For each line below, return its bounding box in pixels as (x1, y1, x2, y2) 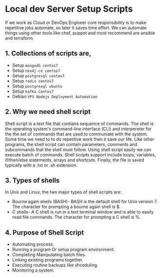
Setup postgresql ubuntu (12, 83, 63, 89)
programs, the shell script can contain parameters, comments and (5, 141, 138, 147)
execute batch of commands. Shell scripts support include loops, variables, (5, 151, 156, 157)
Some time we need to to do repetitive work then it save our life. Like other (5, 136, 155, 142)
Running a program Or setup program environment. (12, 247, 115, 253)
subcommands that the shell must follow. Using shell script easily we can (5, 147, 152, 152)
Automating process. (12, 241, 54, 247)
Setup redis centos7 (12, 78, 54, 84)
